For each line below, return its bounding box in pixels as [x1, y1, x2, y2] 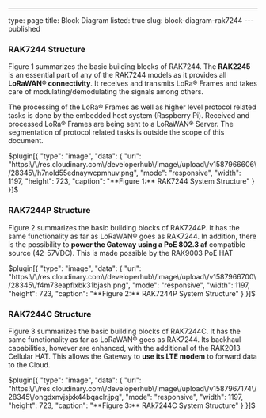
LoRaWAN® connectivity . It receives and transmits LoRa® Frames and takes [8, 78, 257, 88]
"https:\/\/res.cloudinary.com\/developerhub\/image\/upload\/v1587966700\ [8, 272, 256, 281]
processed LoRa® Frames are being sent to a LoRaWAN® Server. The [8, 120, 234, 129]
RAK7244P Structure [8, 205, 91, 216]
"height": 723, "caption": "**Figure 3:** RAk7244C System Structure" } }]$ [8, 401, 256, 410]
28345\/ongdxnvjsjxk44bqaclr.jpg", [8, 392, 124, 401]
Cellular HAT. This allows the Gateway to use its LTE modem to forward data [8, 351, 257, 361]
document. [8, 136, 44, 146]
